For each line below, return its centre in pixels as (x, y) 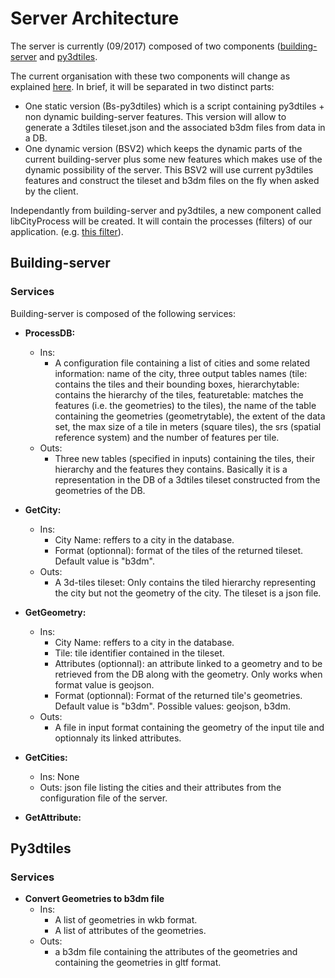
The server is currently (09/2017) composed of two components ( (145, 46)
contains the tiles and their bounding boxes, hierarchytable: (177, 384)
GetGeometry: (55, 612)
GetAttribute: (53, 817)
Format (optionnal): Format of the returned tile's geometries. (178, 695)
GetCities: (46, 757)
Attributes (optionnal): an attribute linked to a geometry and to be (188, 663)
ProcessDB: (50, 333)
